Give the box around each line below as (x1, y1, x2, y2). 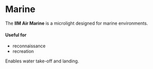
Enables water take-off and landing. (5, 58, 79, 64)
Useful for (5, 32, 27, 38)
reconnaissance (12, 43, 46, 49)
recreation (12, 48, 34, 54)
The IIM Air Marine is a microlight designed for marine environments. (5, 20, 148, 26)
